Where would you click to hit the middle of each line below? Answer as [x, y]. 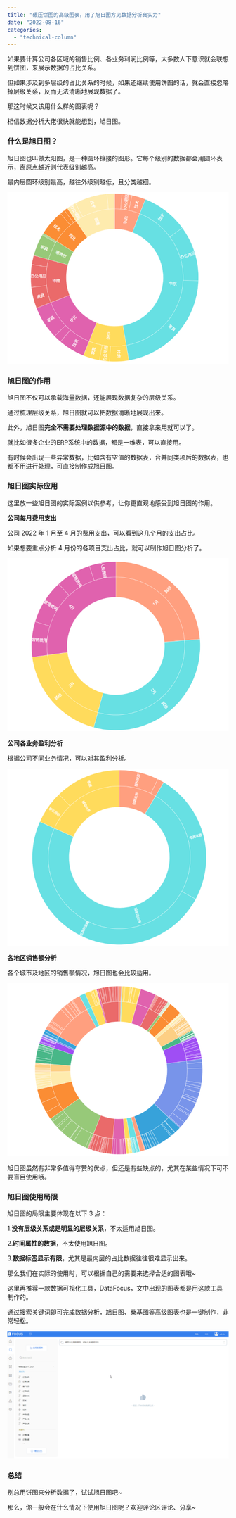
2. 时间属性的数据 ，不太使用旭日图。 [59, 1244]
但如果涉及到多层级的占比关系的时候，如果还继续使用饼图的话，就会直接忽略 [118, 83]
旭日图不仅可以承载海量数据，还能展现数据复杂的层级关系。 [93, 398]
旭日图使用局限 [33, 1196]
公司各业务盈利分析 [35, 743]
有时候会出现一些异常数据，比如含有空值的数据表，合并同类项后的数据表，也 [118, 457]
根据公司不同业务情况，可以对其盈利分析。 [69, 758]
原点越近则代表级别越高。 [63, 167]
